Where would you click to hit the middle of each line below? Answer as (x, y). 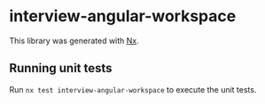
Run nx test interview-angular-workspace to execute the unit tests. (133, 89)
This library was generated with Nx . (74, 41)
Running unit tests (61, 68)
